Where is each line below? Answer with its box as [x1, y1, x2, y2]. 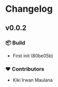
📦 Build [5, 39, 25, 46]
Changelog [5, 3, 53, 15]
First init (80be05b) [12, 52, 53, 59]
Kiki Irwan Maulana [12, 77, 53, 83]
